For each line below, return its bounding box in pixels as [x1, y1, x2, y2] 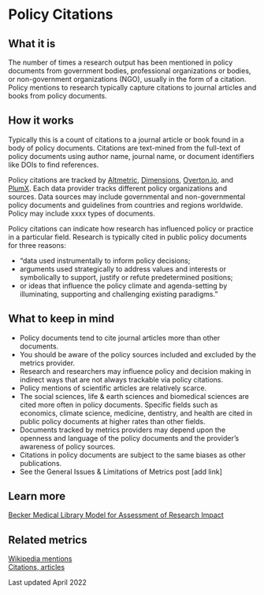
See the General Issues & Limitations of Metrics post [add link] [19, 467, 222, 476]
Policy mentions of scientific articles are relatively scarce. [19, 383, 207, 393]
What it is [8, 37, 56, 50]
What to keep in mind [8, 312, 114, 326]
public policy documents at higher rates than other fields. [19, 416, 206, 426]
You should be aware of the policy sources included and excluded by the [19, 349, 256, 359]
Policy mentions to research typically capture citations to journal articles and [8, 83, 257, 92]
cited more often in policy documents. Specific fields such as [19, 400, 218, 409]
